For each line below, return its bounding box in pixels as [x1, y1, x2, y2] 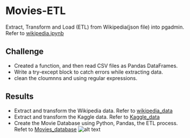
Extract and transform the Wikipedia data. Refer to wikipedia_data [13, 107, 173, 114]
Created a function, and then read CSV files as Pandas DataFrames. [13, 62, 178, 69]
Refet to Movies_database [13, 126, 77, 133]
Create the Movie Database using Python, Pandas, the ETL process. [13, 119, 178, 126]
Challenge [5, 47, 44, 57]
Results [5, 92, 34, 102]
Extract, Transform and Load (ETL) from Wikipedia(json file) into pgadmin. [5, 23, 184, 30]
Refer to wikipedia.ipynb [5, 29, 64, 36]
